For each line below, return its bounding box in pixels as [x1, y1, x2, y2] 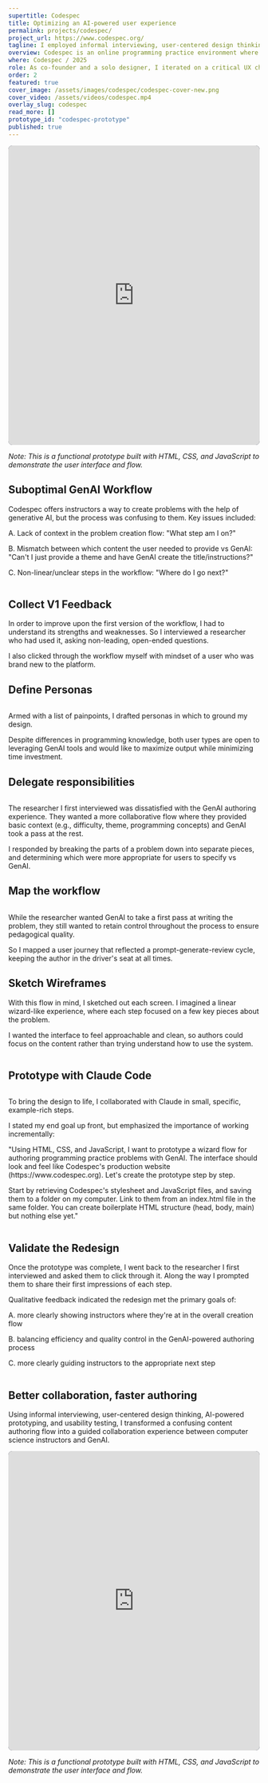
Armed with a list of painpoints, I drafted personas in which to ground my [8, 711, 248, 721]
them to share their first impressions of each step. [8, 1279, 173, 1290]
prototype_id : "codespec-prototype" [8, 116, 130, 124]
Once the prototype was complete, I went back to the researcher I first [8, 1262, 239, 1272]
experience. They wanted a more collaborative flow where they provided [8, 812, 247, 821]
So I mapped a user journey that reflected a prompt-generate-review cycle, [8, 945, 255, 954]
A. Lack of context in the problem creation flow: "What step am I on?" [8, 528, 237, 537]
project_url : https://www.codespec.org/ [8, 34, 145, 42]
